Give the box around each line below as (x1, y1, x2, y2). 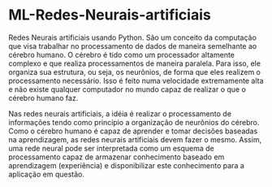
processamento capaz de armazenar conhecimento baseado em (8, 152, 225, 162)
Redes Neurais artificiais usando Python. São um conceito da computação (8, 33, 257, 42)
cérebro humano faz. (8, 93, 79, 102)
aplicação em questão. (8, 169, 85, 179)
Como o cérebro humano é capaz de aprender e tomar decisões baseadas (8, 126, 258, 136)
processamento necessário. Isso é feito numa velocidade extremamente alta (8, 76, 264, 85)
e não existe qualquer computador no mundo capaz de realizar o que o (8, 84, 246, 94)
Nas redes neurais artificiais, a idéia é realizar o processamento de (8, 108, 231, 119)
